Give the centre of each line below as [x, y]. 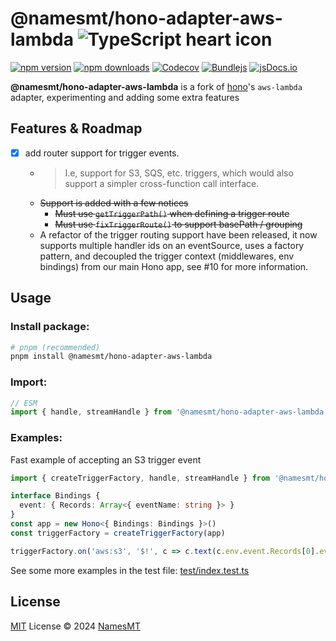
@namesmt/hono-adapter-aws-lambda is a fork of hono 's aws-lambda [156, 86]
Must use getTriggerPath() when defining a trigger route [172, 213]
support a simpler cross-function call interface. [162, 183]
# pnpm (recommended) [55, 347]
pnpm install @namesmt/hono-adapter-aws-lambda [111, 357]
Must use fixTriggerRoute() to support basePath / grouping [178, 224]
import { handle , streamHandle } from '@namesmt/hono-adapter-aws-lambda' [169, 412]
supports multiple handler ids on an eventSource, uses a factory [172, 245]
